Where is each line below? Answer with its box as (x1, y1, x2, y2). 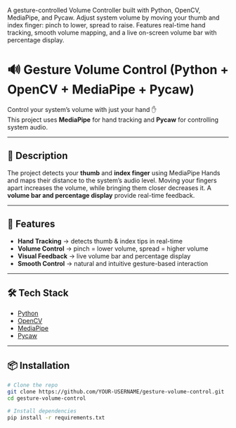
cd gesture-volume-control (7, 394, 86, 402)
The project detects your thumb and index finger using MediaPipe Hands (7, 168, 221, 177)
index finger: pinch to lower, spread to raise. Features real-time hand (7, 21, 206, 29)
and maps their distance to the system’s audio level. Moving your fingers (7, 176, 217, 184)
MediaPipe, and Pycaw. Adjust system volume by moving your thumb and (7, 13, 220, 22)
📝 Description (7, 150, 68, 162)
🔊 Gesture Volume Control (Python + (7, 62, 229, 78)
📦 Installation (7, 359, 70, 372)
